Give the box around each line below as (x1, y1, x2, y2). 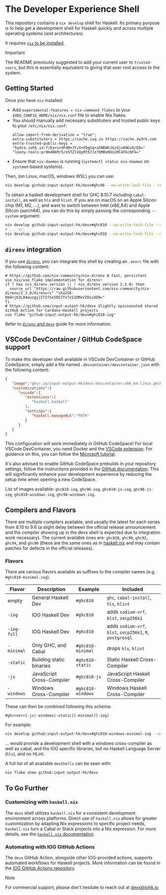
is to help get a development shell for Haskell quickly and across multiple (5, 25, 154, 31)
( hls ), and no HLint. (5, 751, 45, 757)
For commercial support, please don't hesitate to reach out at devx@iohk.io (5, 885, 159, 891)
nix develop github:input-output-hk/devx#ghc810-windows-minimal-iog (5, 731, 152, 736)
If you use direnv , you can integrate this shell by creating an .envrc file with (5, 259, 159, 265)
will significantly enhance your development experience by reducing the (5, 471, 152, 477)
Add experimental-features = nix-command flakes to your (12, 107, 131, 112)
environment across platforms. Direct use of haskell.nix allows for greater (5, 815, 157, 821)
